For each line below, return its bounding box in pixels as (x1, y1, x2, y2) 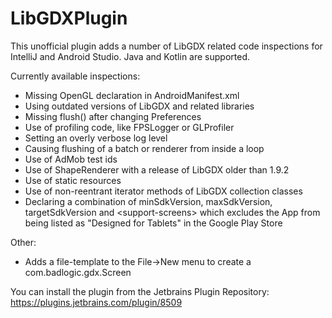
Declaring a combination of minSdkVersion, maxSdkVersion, (24, 195, 273, 207)
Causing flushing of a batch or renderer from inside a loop (24, 142, 265, 154)
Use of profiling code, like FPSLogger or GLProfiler (24, 121, 235, 133)
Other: (10, 236, 37, 248)
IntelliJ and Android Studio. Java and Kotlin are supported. (10, 50, 250, 62)
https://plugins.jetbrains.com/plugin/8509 (10, 296, 183, 308)
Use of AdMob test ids (24, 153, 118, 165)
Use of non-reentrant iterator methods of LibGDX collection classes (24, 185, 303, 197)
